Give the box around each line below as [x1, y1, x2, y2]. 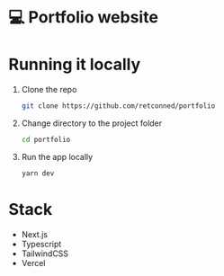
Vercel [21, 257, 46, 268]
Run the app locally [21, 151, 94, 162]
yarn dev [21, 168, 55, 178]
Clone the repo [21, 85, 77, 95]
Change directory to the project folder [21, 118, 163, 129]
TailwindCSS [21, 248, 69, 259]
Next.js [21, 228, 49, 239]
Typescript [21, 238, 62, 249]
